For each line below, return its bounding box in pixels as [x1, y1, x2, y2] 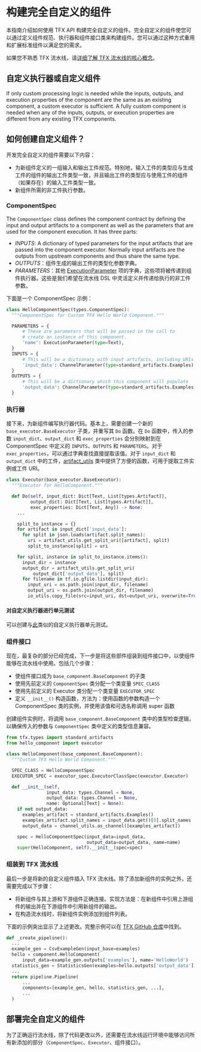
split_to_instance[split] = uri [28, 543, 109, 549]
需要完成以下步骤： [6, 882, 54, 890]
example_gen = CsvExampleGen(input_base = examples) [11, 946, 141, 952]
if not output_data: [17, 806, 68, 812]
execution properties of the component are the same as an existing [6, 96, 172, 103]
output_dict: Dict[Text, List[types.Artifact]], [30, 499, 154, 505]
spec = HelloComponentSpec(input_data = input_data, [17, 834, 146, 840]
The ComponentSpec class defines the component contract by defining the [6, 215, 186, 222]
